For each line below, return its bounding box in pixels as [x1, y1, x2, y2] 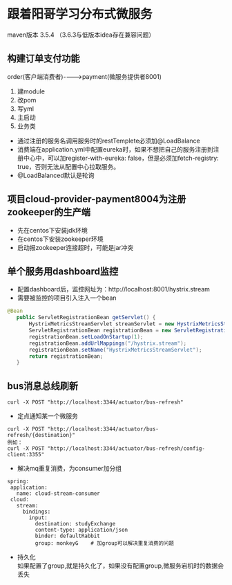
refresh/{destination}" [7, 432, 76, 439]
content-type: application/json [35, 527, 128, 534]
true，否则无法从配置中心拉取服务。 [17, 162, 120, 170]
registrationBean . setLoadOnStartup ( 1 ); [28, 333, 144, 340]
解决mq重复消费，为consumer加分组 [17, 465, 122, 473]
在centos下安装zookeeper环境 [17, 235, 104, 243]
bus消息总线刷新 [7, 380, 79, 392]
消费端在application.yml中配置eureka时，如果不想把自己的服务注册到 [17, 145, 213, 153]
